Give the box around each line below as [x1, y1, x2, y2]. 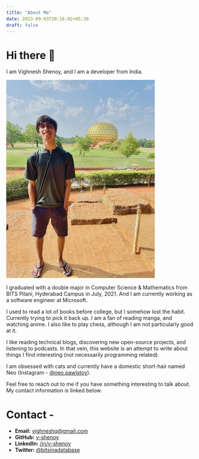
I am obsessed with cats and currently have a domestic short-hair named [6, 363, 185, 370]
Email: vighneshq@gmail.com [14, 427, 88, 435]
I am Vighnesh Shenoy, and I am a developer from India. [6, 68, 143, 76]
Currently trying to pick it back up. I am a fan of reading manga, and [6, 315, 172, 322]
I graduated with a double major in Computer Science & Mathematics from [6, 284, 188, 291]
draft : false [6, 22, 39, 28]
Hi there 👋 [6, 48, 55, 62]
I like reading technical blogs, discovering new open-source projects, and [6, 339, 186, 346]
